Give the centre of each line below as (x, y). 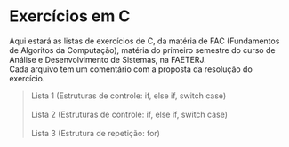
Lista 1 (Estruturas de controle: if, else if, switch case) (128, 96)
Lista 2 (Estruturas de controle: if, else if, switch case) (129, 114)
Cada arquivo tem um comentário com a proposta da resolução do (131, 69)
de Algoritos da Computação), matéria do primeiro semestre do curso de (142, 50)
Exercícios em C (70, 16)
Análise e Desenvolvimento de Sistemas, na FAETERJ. (108, 59)
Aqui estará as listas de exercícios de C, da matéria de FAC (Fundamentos (144, 41)
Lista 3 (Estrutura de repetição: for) (95, 133)
